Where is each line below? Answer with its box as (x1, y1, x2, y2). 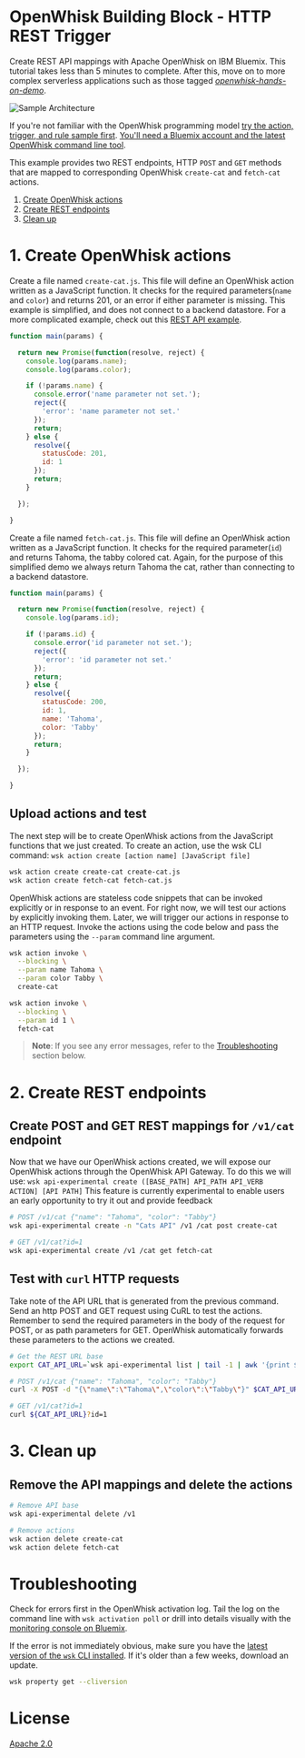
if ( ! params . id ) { (25, 630, 95, 639)
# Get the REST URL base (9, 1351, 103, 1361)
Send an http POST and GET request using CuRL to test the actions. (9, 1305, 263, 1316)
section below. (31, 1050, 86, 1061)
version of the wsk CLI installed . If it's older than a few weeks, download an (9, 1650, 289, 1662)
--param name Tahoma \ (17, 965, 103, 975)
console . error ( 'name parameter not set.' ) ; (33, 389, 202, 399)
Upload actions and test (9, 806, 147, 822)
